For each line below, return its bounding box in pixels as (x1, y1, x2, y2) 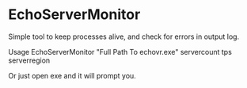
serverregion (8, 55, 51, 65)
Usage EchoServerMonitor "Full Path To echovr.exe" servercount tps (8, 47, 232, 56)
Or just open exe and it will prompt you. (8, 71, 136, 80)
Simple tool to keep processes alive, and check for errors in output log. (8, 32, 240, 41)
